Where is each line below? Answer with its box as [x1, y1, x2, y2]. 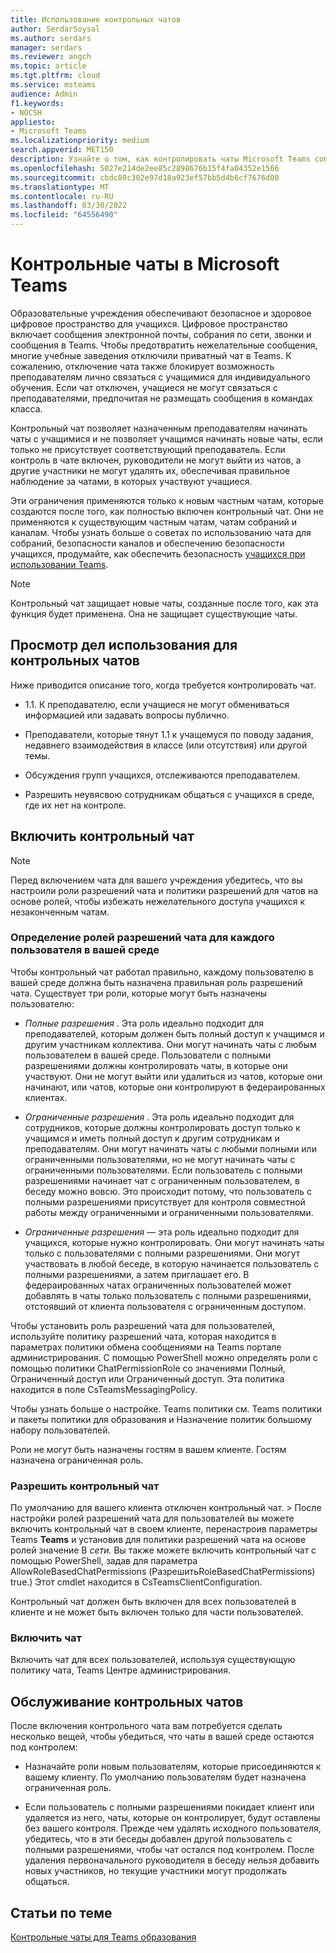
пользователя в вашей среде [10, 943, 160, 957]
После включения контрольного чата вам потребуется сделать [10, 1720, 283, 1732]
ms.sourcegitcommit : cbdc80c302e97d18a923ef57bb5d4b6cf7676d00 [10, 172, 280, 183]
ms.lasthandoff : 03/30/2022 [10, 201, 128, 211]
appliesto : [10, 117, 56, 127]
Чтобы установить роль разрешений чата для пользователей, [10, 1319, 276, 1331]
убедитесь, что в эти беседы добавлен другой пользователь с [24, 1833, 293, 1845]
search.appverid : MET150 [10, 145, 114, 155]
